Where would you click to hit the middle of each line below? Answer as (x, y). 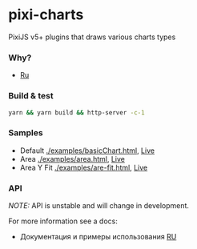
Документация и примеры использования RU (98, 237)
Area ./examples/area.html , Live (72, 159)
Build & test (31, 96)
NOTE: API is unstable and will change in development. (99, 205)
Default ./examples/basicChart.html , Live (87, 151)
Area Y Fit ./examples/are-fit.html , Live (84, 167)
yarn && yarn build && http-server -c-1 (77, 112)
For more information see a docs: (63, 221)
